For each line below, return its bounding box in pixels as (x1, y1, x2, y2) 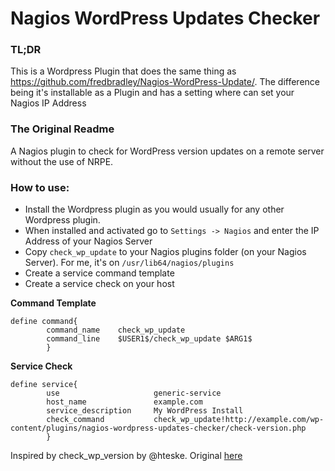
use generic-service (46, 388, 222, 399)
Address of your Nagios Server (24, 235, 153, 247)
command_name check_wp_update (46, 325, 186, 336)
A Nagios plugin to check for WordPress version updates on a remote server (10, 145, 325, 157)
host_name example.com (46, 397, 203, 407)
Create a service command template (24, 267, 175, 279)
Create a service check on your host (24, 278, 175, 290)
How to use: (10, 180, 70, 194)
